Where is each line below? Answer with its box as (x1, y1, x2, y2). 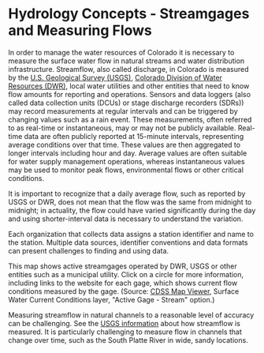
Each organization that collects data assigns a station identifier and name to (8, 229, 255, 238)
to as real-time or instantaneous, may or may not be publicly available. (8, 123, 236, 133)
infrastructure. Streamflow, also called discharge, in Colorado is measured (8, 64, 249, 73)
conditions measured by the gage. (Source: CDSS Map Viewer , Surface (8, 286, 240, 296)
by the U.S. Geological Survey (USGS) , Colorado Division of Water (8, 73, 223, 82)
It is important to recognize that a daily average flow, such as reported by (8, 189, 246, 198)
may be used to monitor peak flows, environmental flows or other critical (8, 165, 244, 175)
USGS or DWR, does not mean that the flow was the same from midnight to (8, 197, 252, 206)
